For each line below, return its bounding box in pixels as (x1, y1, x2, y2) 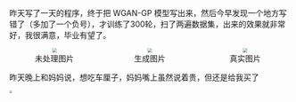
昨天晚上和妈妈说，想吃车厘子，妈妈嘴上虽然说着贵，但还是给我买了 (9, 72, 259, 82)
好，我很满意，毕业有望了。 (9, 30, 111, 40)
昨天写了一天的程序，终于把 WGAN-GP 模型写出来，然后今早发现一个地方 (9, 8, 279, 18)
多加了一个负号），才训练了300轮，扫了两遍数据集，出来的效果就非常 (32, 19, 286, 29)
